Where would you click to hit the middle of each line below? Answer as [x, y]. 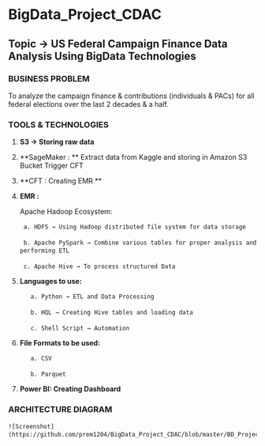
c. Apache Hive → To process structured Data [99, 266]
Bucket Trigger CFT [52, 166]
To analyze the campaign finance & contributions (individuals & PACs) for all [131, 96]
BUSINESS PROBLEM [49, 78]
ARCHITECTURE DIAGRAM [60, 410]
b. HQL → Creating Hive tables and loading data [112, 313]
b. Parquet [48, 374]
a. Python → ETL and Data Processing [92, 297]
